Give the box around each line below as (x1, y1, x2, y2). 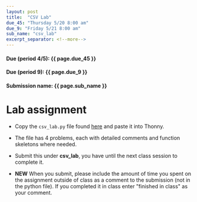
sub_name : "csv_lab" (6, 31, 58, 37)
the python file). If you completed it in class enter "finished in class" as (14, 182, 188, 189)
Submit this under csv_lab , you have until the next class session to (14, 152, 178, 159)
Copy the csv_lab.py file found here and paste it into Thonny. (14, 123, 164, 130)
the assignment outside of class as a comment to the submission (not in (14, 176, 191, 184)
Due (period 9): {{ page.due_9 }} (6, 69, 88, 76)
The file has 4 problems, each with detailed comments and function (14, 134, 180, 141)
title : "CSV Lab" (6, 14, 52, 20)
